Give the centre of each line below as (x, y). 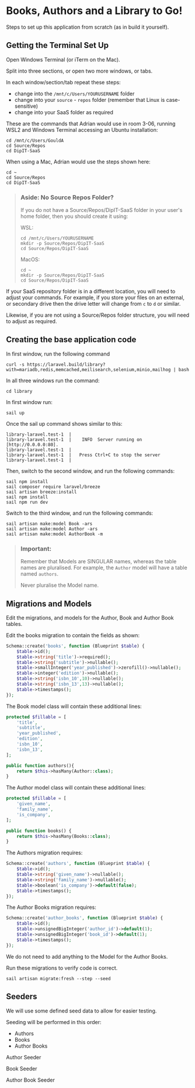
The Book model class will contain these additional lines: (74, 706)
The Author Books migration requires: (51, 907)
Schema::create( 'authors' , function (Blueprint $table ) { (78, 864)
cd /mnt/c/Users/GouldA (35, 141)
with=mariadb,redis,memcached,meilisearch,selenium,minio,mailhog (88, 369)
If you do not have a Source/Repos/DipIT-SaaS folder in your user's (101, 210)
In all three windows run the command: (53, 380)
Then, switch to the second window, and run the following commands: (90, 471)
